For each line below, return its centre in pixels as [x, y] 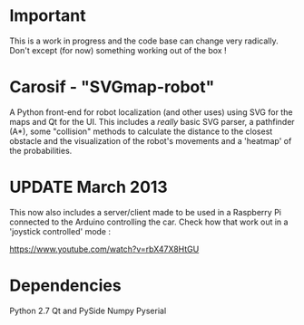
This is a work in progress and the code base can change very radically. [144, 41]
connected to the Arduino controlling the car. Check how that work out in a [149, 222]
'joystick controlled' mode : [60, 231]
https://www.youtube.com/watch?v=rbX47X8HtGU [104, 249]
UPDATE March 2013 [88, 187]
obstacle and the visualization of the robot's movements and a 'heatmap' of [151, 140]
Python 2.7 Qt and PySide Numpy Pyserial [88, 311]
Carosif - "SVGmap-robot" [112, 87]
